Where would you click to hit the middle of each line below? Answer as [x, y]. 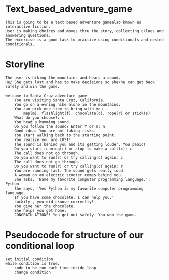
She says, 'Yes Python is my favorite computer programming [79, 188]
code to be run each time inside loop [55, 268]
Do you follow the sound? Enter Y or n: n [60, 126]
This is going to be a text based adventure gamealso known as [73, 22]
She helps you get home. [40, 210]
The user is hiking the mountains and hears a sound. [63, 78]
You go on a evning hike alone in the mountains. [68, 104]
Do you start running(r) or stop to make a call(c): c [73, 149]
